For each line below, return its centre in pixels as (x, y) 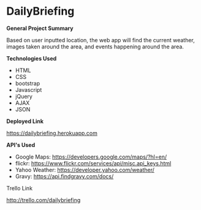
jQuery (24, 96)
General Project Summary (40, 28)
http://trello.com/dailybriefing (44, 200)
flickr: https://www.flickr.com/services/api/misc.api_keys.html (93, 163)
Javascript (28, 89)
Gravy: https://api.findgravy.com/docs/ (64, 176)
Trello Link (19, 188)
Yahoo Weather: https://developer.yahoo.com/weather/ (85, 170)
